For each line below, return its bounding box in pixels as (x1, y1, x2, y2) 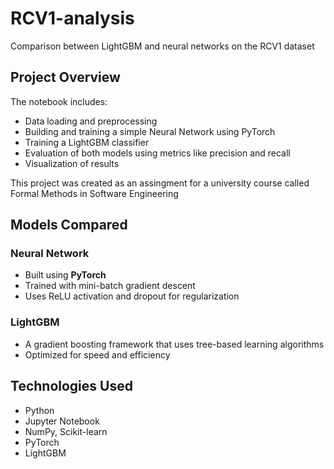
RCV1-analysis (10, 7, 135, 30)
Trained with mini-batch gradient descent (24, 280, 196, 292)
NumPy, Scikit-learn (24, 425, 108, 437)
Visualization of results (24, 157, 120, 169)
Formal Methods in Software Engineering (10, 187, 179, 199)
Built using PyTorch (24, 269, 107, 281)
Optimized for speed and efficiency (24, 348, 171, 361)
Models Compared (10, 217, 128, 234)
